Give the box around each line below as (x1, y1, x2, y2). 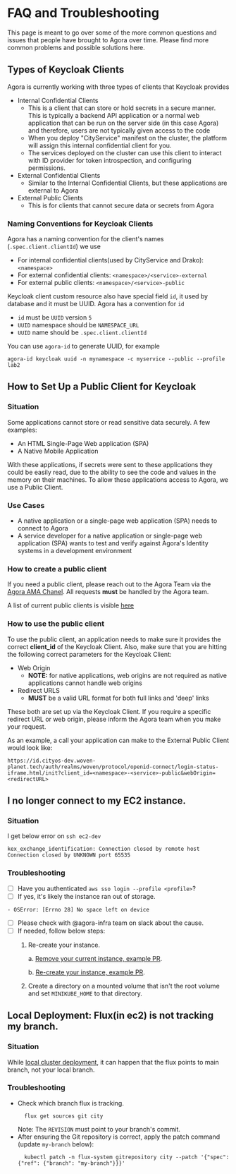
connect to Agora (17, 524, 68, 533)
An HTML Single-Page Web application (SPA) (17, 439, 149, 447)
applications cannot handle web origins (27, 679, 142, 687)
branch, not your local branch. (7, 1065, 95, 1074)
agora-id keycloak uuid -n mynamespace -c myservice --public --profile (7, 356, 225, 363)
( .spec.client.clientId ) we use (7, 242, 101, 251)
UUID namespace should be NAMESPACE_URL (17, 321, 139, 329)
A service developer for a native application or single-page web (17, 531, 203, 540)
